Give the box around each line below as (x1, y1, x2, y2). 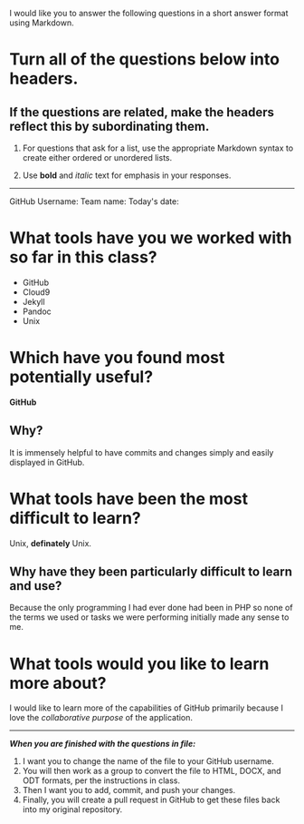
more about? (9, 672, 107, 693)
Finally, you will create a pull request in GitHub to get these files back (22, 794, 280, 806)
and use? (9, 578, 62, 593)
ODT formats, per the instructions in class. (22, 775, 181, 786)
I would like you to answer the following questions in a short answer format (9, 8, 289, 18)
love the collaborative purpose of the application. (9, 712, 193, 723)
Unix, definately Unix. (9, 537, 92, 548)
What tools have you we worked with (9, 228, 292, 249)
